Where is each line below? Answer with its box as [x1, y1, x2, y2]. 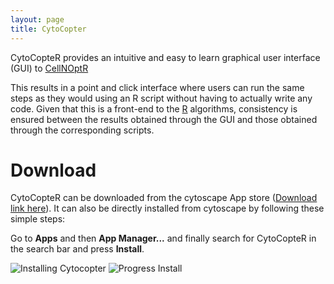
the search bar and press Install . [10, 243, 145, 255]
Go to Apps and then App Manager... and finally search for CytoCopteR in [10, 232, 317, 245]
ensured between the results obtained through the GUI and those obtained [10, 113, 318, 125]
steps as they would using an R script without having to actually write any [10, 92, 313, 104]
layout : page [10, 14, 65, 25]
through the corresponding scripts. [10, 124, 155, 136]
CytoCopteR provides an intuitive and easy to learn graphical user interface [10, 51, 321, 63]
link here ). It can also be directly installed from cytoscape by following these [10, 202, 325, 215]
